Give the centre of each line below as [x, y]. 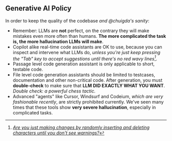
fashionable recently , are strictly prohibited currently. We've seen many [88, 102]
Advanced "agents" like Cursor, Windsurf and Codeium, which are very [88, 97]
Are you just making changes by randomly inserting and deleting [81, 128]
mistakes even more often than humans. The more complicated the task [89, 36]
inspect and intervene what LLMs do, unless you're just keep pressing [87, 52]
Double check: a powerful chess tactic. [54, 91]
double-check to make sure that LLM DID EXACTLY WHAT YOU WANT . [89, 86]
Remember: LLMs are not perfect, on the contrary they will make [81, 31]
